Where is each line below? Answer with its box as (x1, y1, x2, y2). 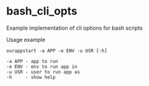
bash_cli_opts (6, 4, 78, 18)
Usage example (6, 36, 46, 43)
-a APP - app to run (6, 58, 59, 64)
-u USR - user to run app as (6, 68, 80, 75)
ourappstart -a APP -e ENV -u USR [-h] (6, 47, 108, 54)
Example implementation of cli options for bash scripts (6, 24, 143, 31)
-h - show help (6, 74, 56, 80)
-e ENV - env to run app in (6, 64, 78, 70)
